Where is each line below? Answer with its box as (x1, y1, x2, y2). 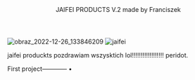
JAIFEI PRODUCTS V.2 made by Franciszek (55, 6, 181, 13)
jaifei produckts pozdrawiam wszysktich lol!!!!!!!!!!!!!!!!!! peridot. (7, 51, 189, 59)
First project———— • (7, 65, 73, 73)
